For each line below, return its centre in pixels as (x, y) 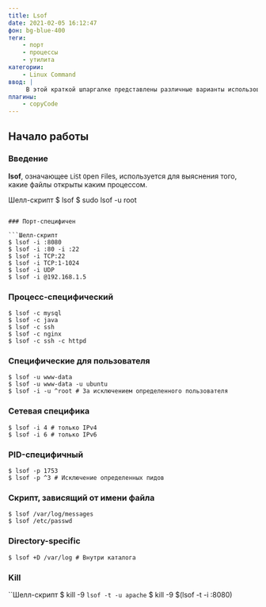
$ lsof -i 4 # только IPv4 (53, 428)
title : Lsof (28, 15)
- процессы (40, 52)
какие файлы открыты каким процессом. (78, 184)
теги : (17, 38)
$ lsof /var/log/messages (51, 514)
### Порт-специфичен (42, 221)
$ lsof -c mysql (35, 313)
